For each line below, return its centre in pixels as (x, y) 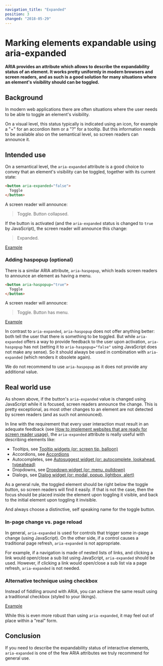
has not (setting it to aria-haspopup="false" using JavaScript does (90, 347)
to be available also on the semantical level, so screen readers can (72, 134)
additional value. (21, 372)
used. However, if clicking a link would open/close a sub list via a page (76, 563)
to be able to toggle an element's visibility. (48, 115)
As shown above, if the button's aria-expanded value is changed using (76, 399)
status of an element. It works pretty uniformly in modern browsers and (79, 72)
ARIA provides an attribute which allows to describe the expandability (77, 67)
